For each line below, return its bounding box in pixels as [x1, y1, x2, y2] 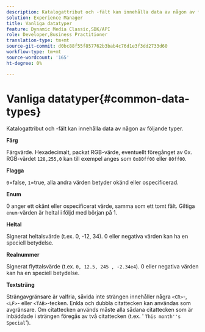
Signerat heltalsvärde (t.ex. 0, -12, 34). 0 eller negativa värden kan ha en [6, 233, 189, 240]
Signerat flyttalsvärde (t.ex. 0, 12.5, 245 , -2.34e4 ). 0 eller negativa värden [6, 263, 200, 270]
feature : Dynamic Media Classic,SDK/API [6, 26, 111, 32]
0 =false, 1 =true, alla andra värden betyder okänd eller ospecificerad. [6, 179, 179, 186]
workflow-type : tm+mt [6, 49, 62, 55]
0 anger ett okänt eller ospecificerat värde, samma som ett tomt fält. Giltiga [6, 202, 195, 210]
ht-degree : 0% [6, 60, 43, 66]
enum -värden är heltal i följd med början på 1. [6, 209, 118, 216]
